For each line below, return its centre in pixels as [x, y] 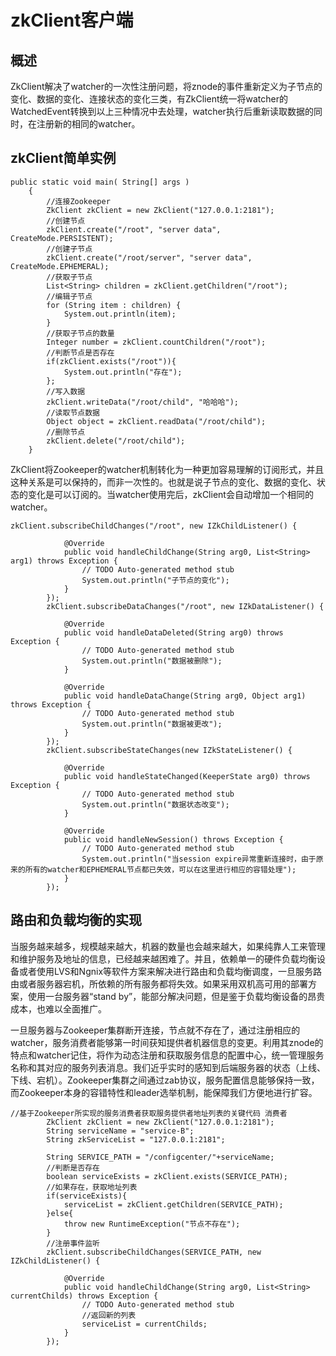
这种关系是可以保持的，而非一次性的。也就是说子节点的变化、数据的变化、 [163, 482]
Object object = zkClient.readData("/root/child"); [156, 421]
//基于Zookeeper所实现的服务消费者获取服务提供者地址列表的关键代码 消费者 [149, 1113]
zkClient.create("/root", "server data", [134, 229]
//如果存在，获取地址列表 [92, 1187]
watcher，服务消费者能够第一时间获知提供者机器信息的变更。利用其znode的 [167, 1042]
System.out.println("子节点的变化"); [155, 580]
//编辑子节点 [69, 296]
